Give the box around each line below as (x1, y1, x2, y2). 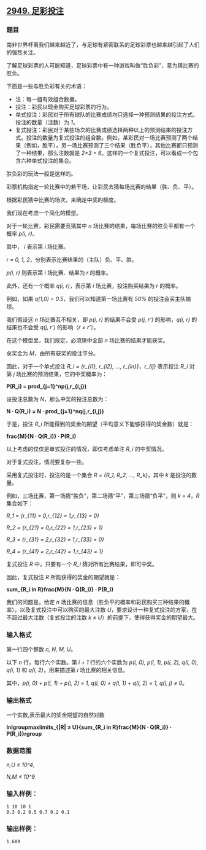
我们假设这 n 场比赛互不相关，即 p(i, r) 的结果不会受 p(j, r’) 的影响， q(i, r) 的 (6, 316, 197, 323)
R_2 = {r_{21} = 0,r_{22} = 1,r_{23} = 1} (6, 524, 103, 531)
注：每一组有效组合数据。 (15, 95, 80, 103)
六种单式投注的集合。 (20, 157, 75, 164)
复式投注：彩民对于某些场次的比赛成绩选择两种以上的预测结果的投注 (15, 126, 188, 133)
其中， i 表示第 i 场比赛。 (6, 243, 69, 250)
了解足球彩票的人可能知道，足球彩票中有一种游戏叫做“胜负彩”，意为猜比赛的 (6, 61, 199, 69)
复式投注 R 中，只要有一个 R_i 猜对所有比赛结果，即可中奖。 (6, 560, 158, 567)
